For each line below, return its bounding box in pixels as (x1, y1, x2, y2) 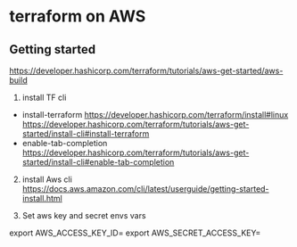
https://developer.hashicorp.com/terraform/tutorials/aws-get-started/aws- (9, 65, 284, 76)
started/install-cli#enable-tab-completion (21, 157, 175, 167)
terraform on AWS (9, 6, 146, 27)
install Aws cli (21, 174, 73, 185)
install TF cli (21, 92, 67, 103)
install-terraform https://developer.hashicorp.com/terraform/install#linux (21, 110, 289, 119)
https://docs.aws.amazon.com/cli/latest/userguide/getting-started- (21, 184, 269, 193)
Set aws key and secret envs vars (21, 210, 146, 220)
